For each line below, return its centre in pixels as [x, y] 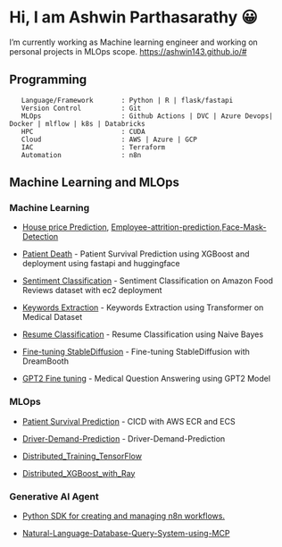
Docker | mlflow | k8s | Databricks [77, 123]
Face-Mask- [244, 227]
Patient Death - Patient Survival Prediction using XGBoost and [136, 254]
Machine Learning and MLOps [95, 183]
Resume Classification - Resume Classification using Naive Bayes [143, 334]
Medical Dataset [52, 317]
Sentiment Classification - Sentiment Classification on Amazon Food [148, 281]
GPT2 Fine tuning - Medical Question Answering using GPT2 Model [146, 379]
